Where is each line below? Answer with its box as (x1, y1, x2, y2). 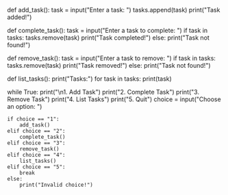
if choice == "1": (7, 116, 60, 122)
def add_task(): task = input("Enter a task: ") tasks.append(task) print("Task (7, 6, 220, 14)
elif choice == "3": (7, 140, 66, 146)
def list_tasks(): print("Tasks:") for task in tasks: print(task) (7, 75, 173, 83)
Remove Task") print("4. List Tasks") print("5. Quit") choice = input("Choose (7, 95, 221, 103)
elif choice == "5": (7, 164, 66, 170)
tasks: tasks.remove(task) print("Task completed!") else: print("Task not (7, 34, 210, 42)
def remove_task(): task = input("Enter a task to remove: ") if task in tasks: (7, 54, 216, 62)
